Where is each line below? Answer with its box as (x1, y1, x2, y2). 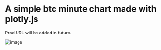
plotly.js (5, 14, 39, 25)
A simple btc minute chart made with (5, 3, 157, 15)
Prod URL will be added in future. (5, 30, 72, 35)
